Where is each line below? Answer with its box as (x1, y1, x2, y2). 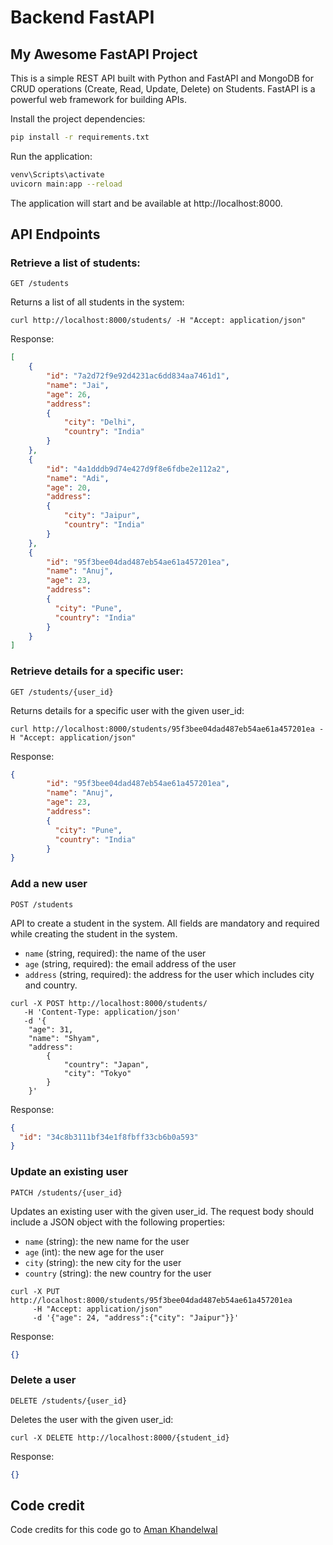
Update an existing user (10, 1165, 129, 1179)
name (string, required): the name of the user (24, 947, 207, 959)
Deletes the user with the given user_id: (10, 1413, 174, 1425)
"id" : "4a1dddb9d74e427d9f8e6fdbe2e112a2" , (46, 464, 230, 474)
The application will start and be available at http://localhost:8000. (10, 197, 283, 209)
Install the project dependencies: (10, 113, 146, 125)
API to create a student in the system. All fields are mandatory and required (10, 917, 320, 929)
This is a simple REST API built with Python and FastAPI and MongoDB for (10, 72, 315, 84)
